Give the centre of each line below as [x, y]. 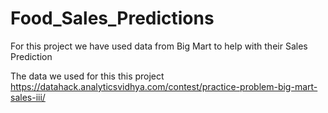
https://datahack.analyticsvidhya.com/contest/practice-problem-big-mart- [164, 86]
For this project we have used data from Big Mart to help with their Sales [159, 46]
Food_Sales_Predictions [112, 18]
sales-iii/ [28, 97]
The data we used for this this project [87, 76]
